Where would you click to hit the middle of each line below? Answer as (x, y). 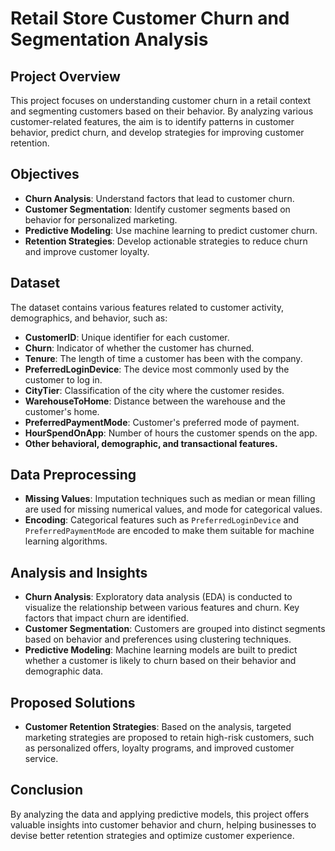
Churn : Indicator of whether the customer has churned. (139, 348)
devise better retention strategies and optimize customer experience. (152, 835)
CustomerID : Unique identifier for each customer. (127, 337)
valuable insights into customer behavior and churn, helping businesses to (163, 824)
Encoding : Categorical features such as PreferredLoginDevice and (162, 520)
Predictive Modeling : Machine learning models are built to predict (161, 650)
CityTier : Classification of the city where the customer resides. (154, 390)
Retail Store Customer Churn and (150, 18)
